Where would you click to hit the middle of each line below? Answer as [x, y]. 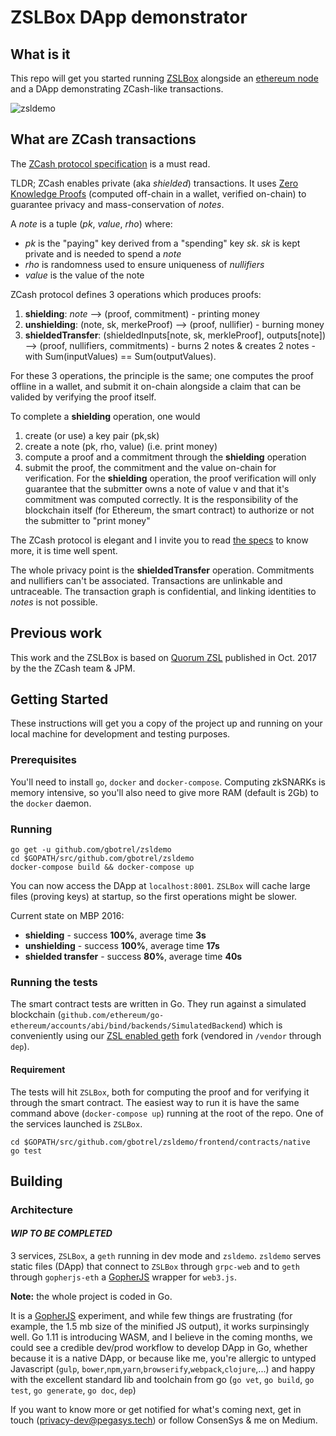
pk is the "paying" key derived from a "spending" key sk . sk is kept [162, 243]
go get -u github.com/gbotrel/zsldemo [91, 850]
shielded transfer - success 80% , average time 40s [133, 957]
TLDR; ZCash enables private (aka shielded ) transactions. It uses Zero [154, 183]
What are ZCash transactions [103, 139]
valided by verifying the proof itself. [83, 397]
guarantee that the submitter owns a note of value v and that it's [157, 488]
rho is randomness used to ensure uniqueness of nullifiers [144, 264]
